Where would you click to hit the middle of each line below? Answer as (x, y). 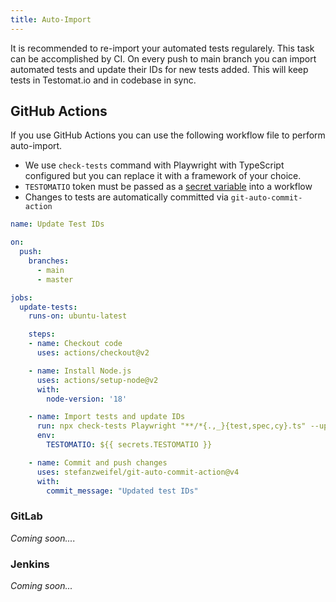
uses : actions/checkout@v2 (93, 353)
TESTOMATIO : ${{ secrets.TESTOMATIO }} (129, 445)
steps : (42, 334)
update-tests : (48, 307)
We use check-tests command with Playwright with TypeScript (154, 165)
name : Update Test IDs (57, 224)
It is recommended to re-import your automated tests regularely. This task (162, 48)
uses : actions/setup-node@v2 (97, 380)
